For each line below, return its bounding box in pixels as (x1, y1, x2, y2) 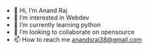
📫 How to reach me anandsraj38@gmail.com (13, 36, 142, 43)
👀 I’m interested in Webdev (13, 14, 90, 22)
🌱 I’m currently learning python (13, 21, 101, 28)
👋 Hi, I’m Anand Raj (13, 7, 68, 14)
